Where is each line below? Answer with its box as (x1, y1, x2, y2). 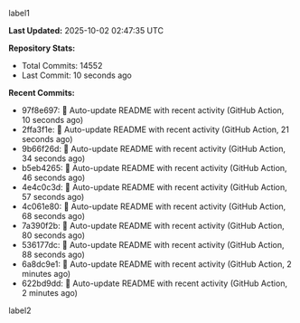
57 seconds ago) (21, 192, 85, 202)
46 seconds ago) (21, 172, 86, 183)
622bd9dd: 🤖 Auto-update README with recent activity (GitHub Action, (21, 278, 288, 289)
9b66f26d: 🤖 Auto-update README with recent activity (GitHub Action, (21, 144, 286, 154)
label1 (8, 8, 31, 18)
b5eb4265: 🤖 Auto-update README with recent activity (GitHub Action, (21, 163, 287, 173)
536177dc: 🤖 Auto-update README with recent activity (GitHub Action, (21, 240, 286, 250)
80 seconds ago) (21, 230, 86, 241)
